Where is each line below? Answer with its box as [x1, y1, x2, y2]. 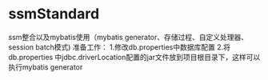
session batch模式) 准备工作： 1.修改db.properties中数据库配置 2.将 [8, 42, 230, 52]
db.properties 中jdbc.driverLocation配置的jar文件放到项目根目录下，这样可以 [8, 52, 261, 62]
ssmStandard [8, 5, 100, 23]
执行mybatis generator [8, 62, 83, 72]
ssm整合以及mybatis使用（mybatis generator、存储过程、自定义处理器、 [8, 32, 249, 42]
